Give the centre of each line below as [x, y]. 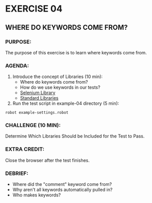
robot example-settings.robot [37, 113]
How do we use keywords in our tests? [60, 87]
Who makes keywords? [37, 195]
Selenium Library [37, 93]
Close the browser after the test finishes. [47, 160]
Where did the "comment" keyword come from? [62, 184]
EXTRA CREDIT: [25, 149]
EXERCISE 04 [34, 9]
